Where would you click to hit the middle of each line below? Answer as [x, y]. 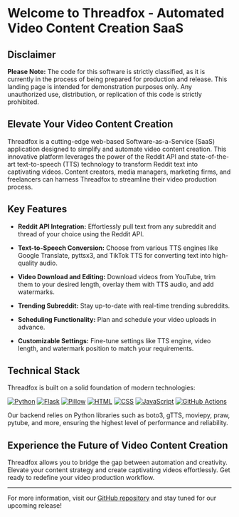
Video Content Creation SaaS [95, 28]
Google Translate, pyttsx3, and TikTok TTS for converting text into [114, 255]
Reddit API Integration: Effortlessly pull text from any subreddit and [117, 226]
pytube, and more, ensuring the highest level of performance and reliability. [118, 423]
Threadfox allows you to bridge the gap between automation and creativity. [117, 463]
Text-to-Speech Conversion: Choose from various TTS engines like [118, 248]
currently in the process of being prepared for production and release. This [117, 79]
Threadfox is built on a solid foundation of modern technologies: [101, 388]
